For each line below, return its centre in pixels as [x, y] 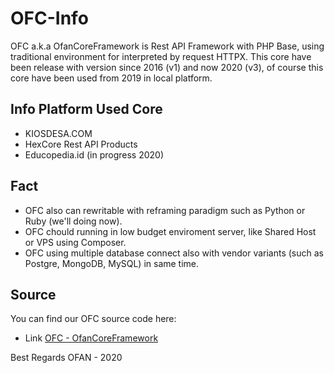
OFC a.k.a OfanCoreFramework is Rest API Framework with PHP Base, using [167, 46]
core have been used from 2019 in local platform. [111, 78]
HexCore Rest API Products [81, 144]
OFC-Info [49, 18]
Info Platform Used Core [86, 109]
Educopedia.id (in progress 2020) [94, 154]
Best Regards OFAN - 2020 [66, 358]
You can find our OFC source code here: [93, 319]
